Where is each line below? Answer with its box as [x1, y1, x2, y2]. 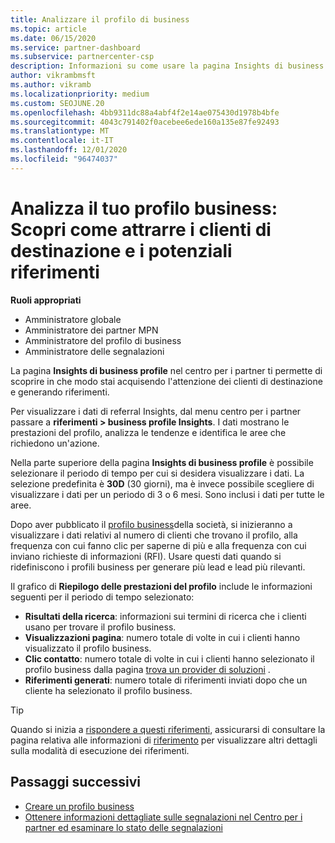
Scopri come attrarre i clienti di [10, 218, 272, 241]
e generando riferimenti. [10, 386, 110, 398]
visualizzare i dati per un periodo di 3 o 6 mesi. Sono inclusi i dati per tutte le [10, 488, 325, 500]
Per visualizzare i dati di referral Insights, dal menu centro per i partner [10, 405, 302, 417]
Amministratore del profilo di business [24, 334, 182, 346]
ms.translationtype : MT [10, 126, 110, 136]
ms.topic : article [10, 24, 87, 34]
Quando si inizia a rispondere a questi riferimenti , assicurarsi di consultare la [10, 723, 326, 735]
